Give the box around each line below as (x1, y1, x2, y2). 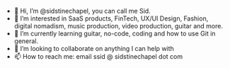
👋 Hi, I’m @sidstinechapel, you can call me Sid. (13, 7, 151, 15)
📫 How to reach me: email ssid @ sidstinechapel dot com (13, 52, 183, 60)
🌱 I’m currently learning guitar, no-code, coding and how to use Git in (13, 29, 216, 38)
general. (13, 37, 39, 45)
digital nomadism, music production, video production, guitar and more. (13, 22, 223, 30)
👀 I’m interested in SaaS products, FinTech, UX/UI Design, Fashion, (13, 14, 209, 23)
